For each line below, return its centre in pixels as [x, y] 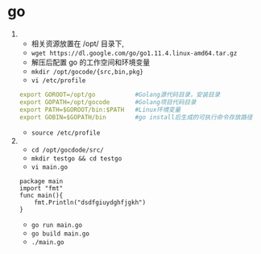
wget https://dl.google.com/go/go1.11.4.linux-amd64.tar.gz [134, 53]
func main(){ [41, 196]
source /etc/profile [66, 133]
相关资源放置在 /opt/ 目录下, [78, 44]
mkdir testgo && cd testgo [77, 159]
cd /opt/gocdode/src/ [67, 150]
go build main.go [60, 234]
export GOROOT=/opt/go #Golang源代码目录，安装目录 [120, 94]
